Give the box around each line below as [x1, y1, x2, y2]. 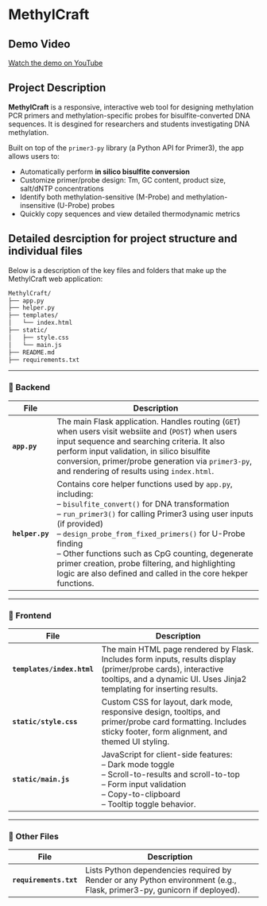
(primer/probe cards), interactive [101, 663, 224, 674]
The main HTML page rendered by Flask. [101, 643, 254, 654]
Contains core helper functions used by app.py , [56, 478, 233, 489]
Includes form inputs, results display [101, 653, 237, 665]
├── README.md [8, 348, 56, 357]
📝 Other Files [8, 831, 60, 842]
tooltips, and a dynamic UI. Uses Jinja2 [101, 673, 247, 684]
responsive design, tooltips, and [101, 706, 221, 717]
